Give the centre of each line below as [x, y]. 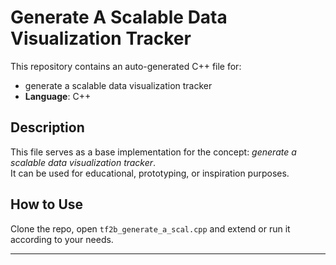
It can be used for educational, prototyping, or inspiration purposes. [150, 173]
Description [47, 127]
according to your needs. [62, 239]
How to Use [47, 204]
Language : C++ [58, 96]
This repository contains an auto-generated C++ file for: [126, 66]
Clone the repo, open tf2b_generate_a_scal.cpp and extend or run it [150, 228]
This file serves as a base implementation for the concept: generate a [153, 152]
